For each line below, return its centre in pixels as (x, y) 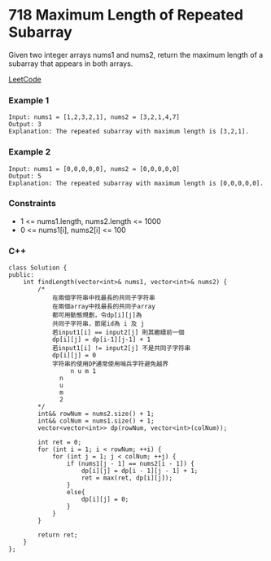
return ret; (58, 535)
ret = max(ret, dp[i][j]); (127, 478)
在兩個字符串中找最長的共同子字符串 (104, 298)
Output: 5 (25, 176)
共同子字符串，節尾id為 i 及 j (98, 324)
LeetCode (25, 79)
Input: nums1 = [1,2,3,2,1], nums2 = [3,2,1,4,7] (94, 117)
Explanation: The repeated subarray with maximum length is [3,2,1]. (129, 132)
